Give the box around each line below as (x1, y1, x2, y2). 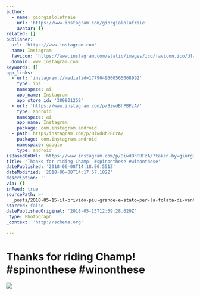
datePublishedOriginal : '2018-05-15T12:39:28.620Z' (6, 208, 137, 215)
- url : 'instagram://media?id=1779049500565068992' (11, 75, 143, 81)
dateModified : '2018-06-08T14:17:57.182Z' (6, 169, 113, 176)
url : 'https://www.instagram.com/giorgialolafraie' (17, 20, 148, 26)
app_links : (6, 70, 33, 76)
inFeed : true (6, 186, 39, 192)
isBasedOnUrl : (6, 153, 42, 159)
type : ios (17, 81, 42, 87)
